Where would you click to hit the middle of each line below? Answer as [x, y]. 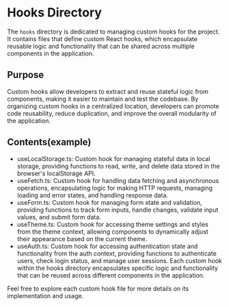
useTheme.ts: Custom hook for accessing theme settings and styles [112, 224]
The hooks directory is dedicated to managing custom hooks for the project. [113, 32]
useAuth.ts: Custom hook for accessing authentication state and [107, 246]
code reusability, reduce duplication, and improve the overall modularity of [112, 113]
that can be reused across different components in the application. [111, 275]
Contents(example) [49, 142]
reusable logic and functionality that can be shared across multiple [101, 46]
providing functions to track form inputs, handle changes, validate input [118, 210]
